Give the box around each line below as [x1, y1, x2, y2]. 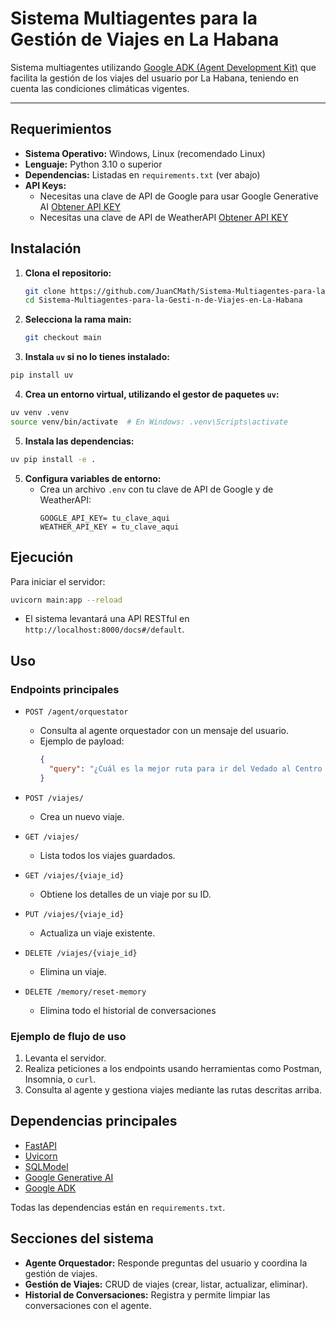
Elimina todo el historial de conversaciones [39, 1004, 217, 1016]
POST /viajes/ [24, 793, 84, 803]
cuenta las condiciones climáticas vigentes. [10, 82, 190, 94]
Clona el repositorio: [24, 267, 112, 279]
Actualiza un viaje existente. [39, 927, 156, 939]
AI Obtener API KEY [39, 200, 122, 212]
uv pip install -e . [10, 454, 97, 464]
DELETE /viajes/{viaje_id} [24, 948, 138, 958]
